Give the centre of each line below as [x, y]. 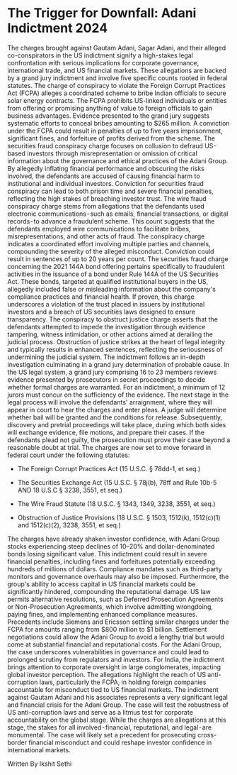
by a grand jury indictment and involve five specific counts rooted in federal [117, 78]
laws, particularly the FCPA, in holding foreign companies [123, 682]
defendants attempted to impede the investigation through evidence [106, 326]
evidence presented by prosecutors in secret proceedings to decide [106, 379]
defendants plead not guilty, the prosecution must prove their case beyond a [119, 440]
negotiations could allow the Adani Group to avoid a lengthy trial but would [116, 637]
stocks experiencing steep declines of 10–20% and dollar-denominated [111, 546]
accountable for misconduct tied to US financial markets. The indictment [113, 689]
